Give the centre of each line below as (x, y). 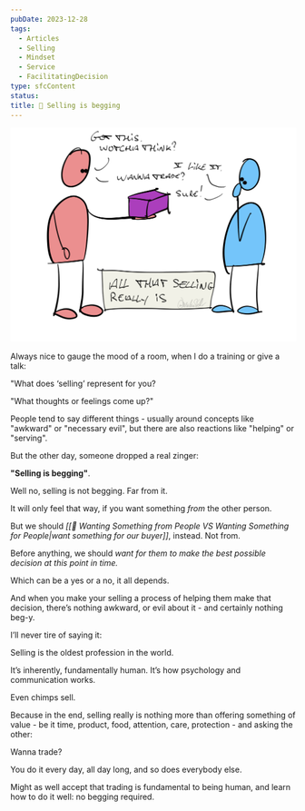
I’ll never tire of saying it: (56, 635)
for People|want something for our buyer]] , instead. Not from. (126, 535)
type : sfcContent (43, 86)
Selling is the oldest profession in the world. (92, 653)
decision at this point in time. (64, 563)
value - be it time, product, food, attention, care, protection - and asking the (152, 725)
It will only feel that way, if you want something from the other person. (141, 508)
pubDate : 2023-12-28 (49, 19)
